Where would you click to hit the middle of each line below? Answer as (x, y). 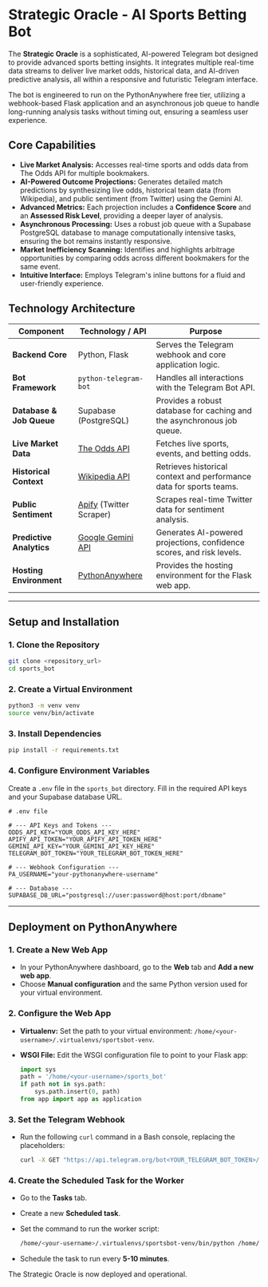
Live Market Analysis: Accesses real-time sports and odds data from (134, 165)
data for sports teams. (197, 487)
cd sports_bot (32, 669)
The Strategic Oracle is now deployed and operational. (98, 1274)
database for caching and (204, 411)
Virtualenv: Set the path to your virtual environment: (106, 1031)
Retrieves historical (192, 467)
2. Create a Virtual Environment (71, 689)
